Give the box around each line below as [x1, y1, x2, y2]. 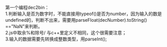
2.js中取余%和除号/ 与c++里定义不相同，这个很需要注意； [5, 30, 127, 35]
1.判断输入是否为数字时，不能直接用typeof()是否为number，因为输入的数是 [5, 11, 162, 17]
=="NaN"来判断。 [5, 23, 43, 29]
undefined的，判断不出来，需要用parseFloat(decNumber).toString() [5, 17, 148, 23]
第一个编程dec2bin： [5, 5, 49, 10]
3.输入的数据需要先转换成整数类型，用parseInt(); [5, 36, 107, 42]
